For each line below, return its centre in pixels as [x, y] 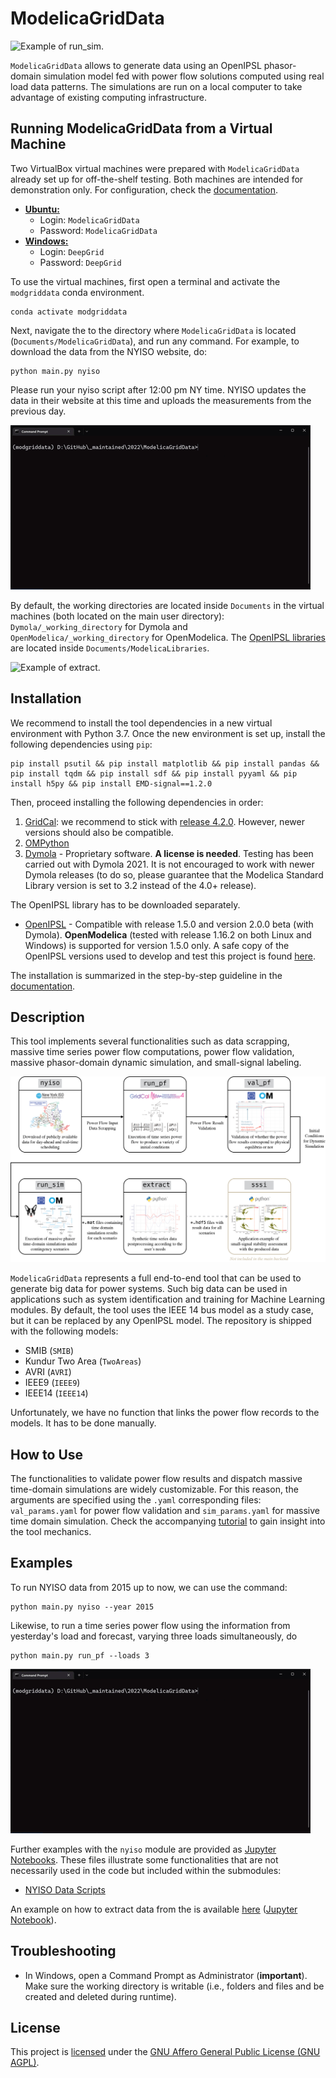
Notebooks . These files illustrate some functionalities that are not [144, 1859]
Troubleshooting [63, 1951]
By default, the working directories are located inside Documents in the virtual [167, 605]
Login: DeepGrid [72, 251]
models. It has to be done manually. [83, 1423]
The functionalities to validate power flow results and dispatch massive [156, 1478]
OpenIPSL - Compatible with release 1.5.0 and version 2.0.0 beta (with [169, 924]
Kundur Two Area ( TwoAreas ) [83, 1361]
